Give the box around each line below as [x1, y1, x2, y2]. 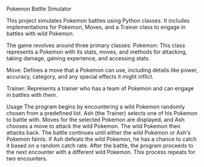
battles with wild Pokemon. [6, 30, 75, 37]
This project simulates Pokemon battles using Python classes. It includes [6, 17, 190, 24]
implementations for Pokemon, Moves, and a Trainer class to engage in [6, 24, 186, 30]
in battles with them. [6, 91, 58, 98]
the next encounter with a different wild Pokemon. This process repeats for [6, 149, 196, 155]
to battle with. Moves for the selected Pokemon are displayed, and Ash [6, 116, 185, 123]
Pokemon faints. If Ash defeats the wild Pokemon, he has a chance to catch [6, 135, 197, 143]
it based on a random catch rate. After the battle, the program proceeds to [6, 142, 194, 149]
